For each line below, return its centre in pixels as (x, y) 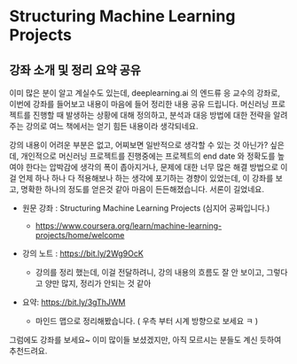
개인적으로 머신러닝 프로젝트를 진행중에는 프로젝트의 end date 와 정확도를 (148, 156)
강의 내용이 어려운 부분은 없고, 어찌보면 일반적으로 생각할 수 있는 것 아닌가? (139, 145)
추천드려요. (28, 351)
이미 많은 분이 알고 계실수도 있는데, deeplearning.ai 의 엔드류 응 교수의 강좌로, (145, 93)
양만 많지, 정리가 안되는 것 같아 (98, 283)
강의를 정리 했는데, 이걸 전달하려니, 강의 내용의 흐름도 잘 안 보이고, (149, 272)
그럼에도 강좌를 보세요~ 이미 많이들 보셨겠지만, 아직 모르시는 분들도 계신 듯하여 (145, 340)
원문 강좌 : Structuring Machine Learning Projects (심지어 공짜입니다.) (146, 208)
